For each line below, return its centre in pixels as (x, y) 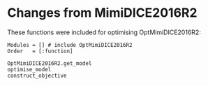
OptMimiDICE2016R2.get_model (50, 63)
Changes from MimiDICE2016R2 (102, 13)
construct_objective (37, 76)
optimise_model (29, 69)
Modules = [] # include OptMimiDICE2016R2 (70, 45)
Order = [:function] (40, 51)
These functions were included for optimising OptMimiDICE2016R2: (104, 32)
